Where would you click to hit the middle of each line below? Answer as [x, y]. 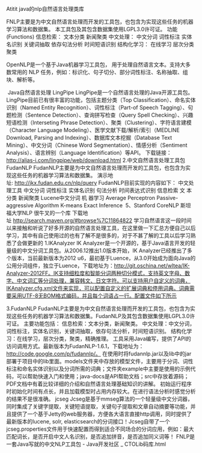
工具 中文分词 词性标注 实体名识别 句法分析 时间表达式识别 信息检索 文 [98, 190]
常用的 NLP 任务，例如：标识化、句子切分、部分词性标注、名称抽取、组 [99, 72]
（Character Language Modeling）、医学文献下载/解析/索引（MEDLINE [93, 130]
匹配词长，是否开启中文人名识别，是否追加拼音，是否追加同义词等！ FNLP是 [101, 436]
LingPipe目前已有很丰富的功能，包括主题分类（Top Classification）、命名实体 [101, 100]
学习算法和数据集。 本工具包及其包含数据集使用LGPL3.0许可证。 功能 [92, 29]
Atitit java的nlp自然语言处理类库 [45, 9]
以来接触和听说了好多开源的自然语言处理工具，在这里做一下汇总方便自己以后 [101, 228]
